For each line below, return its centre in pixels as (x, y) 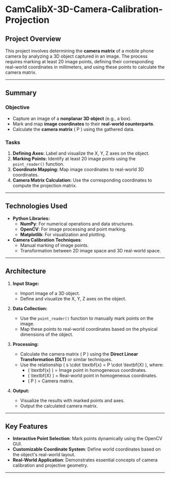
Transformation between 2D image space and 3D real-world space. (90, 250)
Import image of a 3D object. (50, 293)
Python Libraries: (31, 218)
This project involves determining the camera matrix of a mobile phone (80, 51)
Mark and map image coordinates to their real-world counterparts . (83, 124)
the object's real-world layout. (44, 455)
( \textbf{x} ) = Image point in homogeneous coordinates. (87, 370)
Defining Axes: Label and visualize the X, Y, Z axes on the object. (81, 153)
